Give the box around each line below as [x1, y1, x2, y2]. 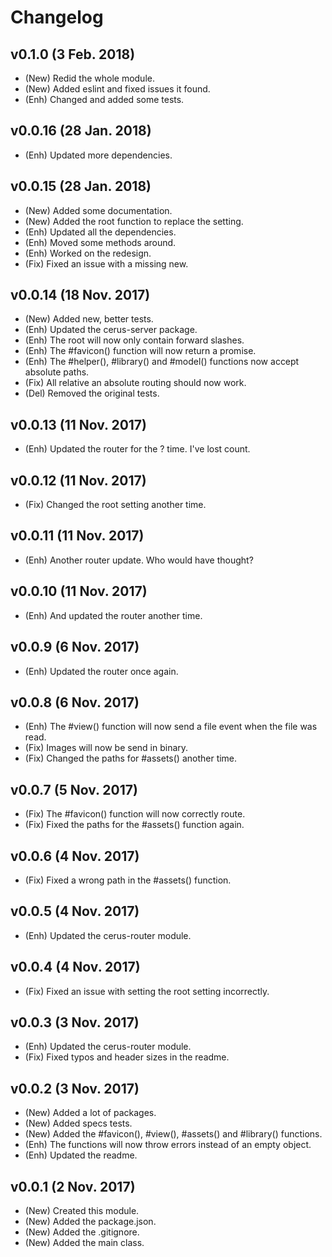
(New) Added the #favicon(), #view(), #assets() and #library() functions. [24, 1128, 323, 1140]
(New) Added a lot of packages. [24, 1107, 157, 1119]
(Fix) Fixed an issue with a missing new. [24, 257, 189, 270]
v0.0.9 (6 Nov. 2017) [10, 639, 140, 656]
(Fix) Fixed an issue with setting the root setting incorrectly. [24, 985, 270, 997]
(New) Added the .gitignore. [24, 1226, 140, 1238]
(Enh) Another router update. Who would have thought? [24, 554, 254, 566]
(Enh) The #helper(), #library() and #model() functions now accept [24, 356, 300, 368]
